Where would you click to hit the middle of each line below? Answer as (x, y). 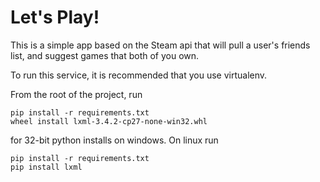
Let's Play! (55, 17)
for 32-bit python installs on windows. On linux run (114, 140)
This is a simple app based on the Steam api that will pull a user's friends (160, 45)
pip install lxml (46, 167)
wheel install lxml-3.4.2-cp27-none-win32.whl (109, 121)
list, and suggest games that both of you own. (105, 55)
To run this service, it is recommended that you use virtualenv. (139, 75)
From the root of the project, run (76, 94)
